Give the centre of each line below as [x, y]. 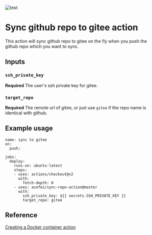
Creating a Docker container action [40, 227]
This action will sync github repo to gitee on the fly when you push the [76, 41]
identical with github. [26, 113]
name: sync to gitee [26, 140]
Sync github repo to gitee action [72, 28]
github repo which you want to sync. [42, 46]
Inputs [15, 62]
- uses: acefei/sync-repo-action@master [56, 187]
